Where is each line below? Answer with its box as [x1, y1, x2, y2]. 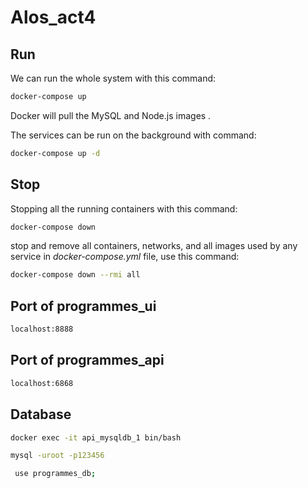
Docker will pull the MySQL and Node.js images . [10, 109, 212, 121]
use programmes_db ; [14, 469, 97, 479]
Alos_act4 [10, 6, 97, 29]
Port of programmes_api [10, 352, 165, 369]
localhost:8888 [10, 324, 74, 335]
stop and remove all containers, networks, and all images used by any [10, 240, 298, 252]
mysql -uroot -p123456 [10, 451, 105, 461]
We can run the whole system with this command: [10, 72, 217, 84]
